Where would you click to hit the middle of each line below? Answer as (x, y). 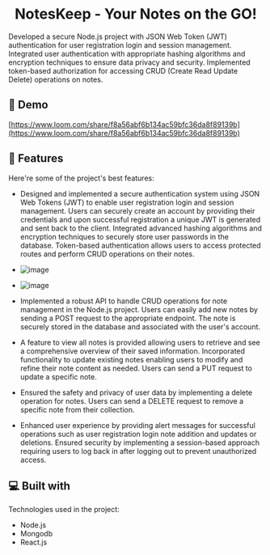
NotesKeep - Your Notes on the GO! (136, 14)
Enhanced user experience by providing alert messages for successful (138, 425)
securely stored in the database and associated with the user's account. (140, 326)
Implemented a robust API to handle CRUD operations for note (124, 301)
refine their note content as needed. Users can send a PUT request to (136, 368)
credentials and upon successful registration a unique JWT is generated (140, 219)
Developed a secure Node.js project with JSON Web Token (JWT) (118, 36)
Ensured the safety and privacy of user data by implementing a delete (136, 392)
